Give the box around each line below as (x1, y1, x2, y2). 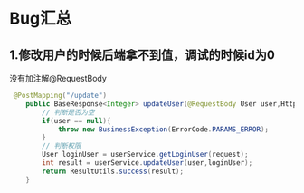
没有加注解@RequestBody (9, 73, 107, 83)
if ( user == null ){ (42, 116, 111, 125)
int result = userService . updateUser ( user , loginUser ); (42, 159, 253, 168)
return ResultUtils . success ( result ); (42, 167, 184, 176)
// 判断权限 (42, 141, 81, 150)
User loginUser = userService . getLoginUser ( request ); (42, 150, 249, 159)
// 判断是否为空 (42, 108, 95, 117)
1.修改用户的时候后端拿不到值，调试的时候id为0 (9, 47, 276, 63)
